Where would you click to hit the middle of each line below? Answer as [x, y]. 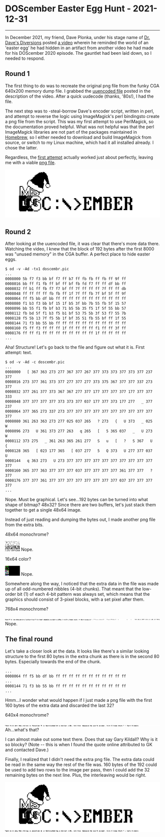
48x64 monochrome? [27, 534]
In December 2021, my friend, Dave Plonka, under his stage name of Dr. [78, 37]
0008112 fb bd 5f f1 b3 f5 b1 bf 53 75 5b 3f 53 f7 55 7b [66, 314]
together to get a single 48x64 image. [43, 510]
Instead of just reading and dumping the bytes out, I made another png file [80, 520]
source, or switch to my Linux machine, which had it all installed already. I [79, 142]
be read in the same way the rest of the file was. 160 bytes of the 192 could [81, 764]
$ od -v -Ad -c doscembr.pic [35, 362]
